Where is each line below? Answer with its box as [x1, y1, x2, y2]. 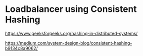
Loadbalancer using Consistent [5, 3, 137, 15]
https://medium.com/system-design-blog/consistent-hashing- [5, 40, 132, 46]
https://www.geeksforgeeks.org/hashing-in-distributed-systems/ [5, 30, 138, 36]
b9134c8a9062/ [5, 45, 38, 51]
